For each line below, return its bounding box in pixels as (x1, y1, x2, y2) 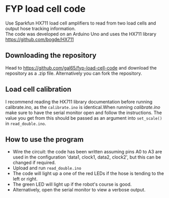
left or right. (12, 176, 38, 182)
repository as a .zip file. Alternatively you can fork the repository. (5, 70, 142, 76)
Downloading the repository (5, 51, 97, 60)
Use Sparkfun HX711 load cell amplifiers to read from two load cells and (5, 20, 156, 26)
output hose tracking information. (5, 25, 76, 31)
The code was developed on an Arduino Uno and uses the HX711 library (5, 31, 157, 37)
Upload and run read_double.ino (12, 165, 81, 171)
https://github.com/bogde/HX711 (5, 36, 74, 42)
